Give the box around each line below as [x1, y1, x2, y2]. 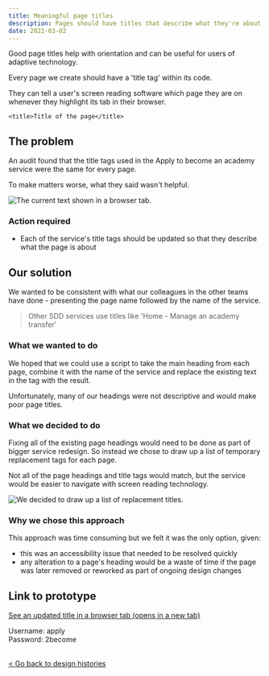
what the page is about [19, 242, 97, 252]
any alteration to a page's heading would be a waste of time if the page [19, 557, 256, 567]
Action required [8, 216, 71, 227]
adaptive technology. [8, 57, 78, 67]
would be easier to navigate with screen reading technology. [8, 479, 209, 488]
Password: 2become [8, 635, 77, 644]
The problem [8, 134, 74, 148]
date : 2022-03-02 [8, 27, 67, 35]
